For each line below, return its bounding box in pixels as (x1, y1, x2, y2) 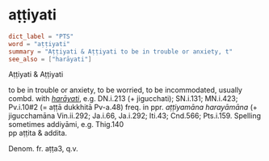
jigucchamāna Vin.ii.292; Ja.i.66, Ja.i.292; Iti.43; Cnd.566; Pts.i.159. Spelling (8, 111, 261, 121)
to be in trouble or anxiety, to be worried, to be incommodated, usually (8, 85, 242, 95)
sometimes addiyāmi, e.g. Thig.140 (8, 120, 124, 129)
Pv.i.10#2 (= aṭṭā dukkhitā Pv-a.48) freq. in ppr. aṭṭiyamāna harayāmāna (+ (8, 103, 258, 112)
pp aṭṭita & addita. (8, 128, 67, 138)
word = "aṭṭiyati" (8, 40, 70, 48)
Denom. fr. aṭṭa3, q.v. (8, 144, 78, 154)
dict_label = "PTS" (8, 32, 74, 40)
